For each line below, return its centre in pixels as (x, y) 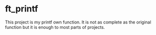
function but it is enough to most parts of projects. (55, 27)
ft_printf (22, 9)
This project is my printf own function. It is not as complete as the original (78, 22)
